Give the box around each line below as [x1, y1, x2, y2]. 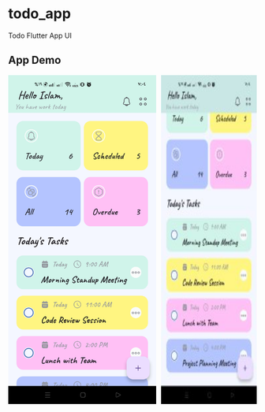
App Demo [8, 54, 62, 67]
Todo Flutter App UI [8, 31, 73, 40]
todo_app [8, 5, 71, 23]
